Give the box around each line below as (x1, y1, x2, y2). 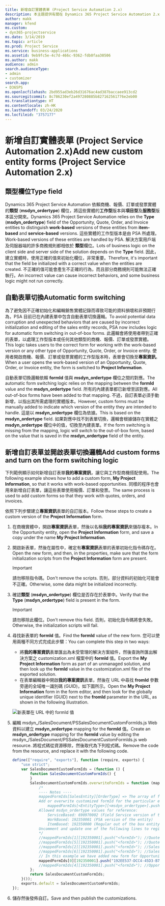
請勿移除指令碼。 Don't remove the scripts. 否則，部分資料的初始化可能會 (12, 575, 160, 581)
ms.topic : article (5, 39, 43, 44)
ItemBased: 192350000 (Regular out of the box (47, 821, 145, 826)
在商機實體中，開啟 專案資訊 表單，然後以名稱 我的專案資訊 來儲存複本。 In (12, 524, 158, 530)
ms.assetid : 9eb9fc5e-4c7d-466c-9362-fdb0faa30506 (5, 53, 111, 58)
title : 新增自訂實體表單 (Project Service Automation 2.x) (5, 7, 123, 12)
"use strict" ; (21, 762, 50, 767)
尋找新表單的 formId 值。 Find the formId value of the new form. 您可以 (12, 633, 156, 639)
